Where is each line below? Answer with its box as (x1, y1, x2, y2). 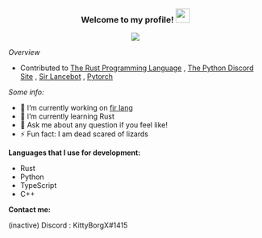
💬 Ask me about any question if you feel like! (19, 120, 168, 130)
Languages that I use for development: (8, 148, 141, 157)
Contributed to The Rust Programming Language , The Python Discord (19, 63, 254, 73)
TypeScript (19, 181, 57, 190)
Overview (8, 48, 40, 57)
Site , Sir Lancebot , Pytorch (19, 72, 114, 81)
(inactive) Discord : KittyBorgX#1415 (8, 220, 128, 230)
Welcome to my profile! (81, 14, 175, 25)
